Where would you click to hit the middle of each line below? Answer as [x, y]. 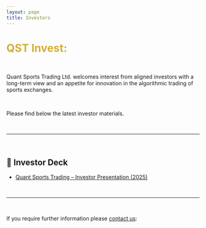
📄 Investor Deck [37, 162]
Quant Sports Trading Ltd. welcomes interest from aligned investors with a [100, 77]
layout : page [23, 12]
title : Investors [29, 18]
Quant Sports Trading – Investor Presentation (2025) [82, 177]
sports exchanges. [30, 90]
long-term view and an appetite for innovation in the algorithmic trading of [100, 83]
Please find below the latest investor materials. [65, 113]
